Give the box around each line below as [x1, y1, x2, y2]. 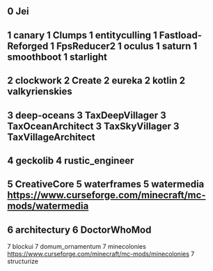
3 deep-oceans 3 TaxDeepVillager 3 [7, 109, 167, 121]
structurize [7, 257, 38, 265]
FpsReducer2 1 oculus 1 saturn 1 [56, 40, 198, 52]
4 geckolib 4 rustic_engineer [7, 155, 134, 167]
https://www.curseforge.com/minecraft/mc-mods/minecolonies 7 [7, 250, 195, 258]
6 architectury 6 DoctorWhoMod [7, 224, 152, 235]
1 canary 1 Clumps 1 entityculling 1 [7, 29, 158, 41]
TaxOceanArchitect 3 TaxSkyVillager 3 [7, 120, 180, 132]
